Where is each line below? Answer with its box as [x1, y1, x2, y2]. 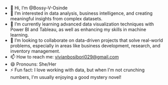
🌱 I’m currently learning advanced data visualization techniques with [10, 21, 154, 27]
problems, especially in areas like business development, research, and [10, 43, 161, 48]
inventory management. [10, 48, 60, 54]
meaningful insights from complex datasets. [10, 16, 103, 21]
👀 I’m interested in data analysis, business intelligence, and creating [10, 10, 153, 16]
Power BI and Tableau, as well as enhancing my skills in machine [10, 26, 147, 33]
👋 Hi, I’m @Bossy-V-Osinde [10, 5, 68, 11]
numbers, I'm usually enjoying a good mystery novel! [10, 74, 122, 80]
